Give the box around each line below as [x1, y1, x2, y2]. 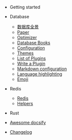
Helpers [17, 101, 33, 106]
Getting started [9, 4, 41, 10]
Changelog [9, 129, 32, 135]
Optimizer [17, 34, 37, 40]
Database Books [17, 40, 50, 46]
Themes [17, 50, 34, 56]
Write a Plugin [17, 61, 46, 66]
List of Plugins [17, 56, 46, 61]
